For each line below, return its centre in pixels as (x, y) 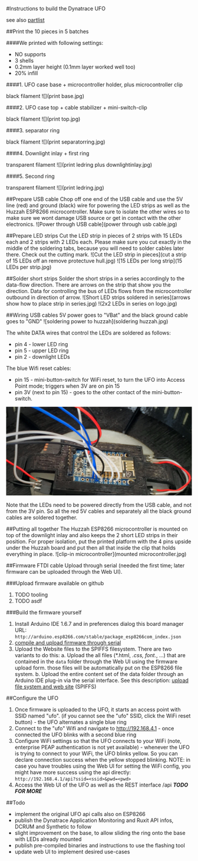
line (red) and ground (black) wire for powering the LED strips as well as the (98, 205)
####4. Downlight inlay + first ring (48, 153)
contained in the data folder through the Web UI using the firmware (96, 661)
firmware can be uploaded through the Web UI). (64, 571)
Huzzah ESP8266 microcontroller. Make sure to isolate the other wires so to (98, 212)
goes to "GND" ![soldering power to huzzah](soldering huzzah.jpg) (87, 321)
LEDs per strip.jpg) (29, 267)
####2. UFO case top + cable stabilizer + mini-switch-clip (77, 108)
